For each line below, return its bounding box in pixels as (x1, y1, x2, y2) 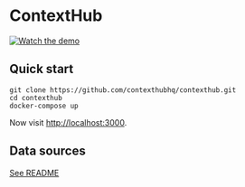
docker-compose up (9, 101, 79, 110)
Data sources (9, 144, 86, 159)
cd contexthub (9, 93, 63, 102)
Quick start (9, 61, 74, 77)
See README (9, 167, 60, 178)
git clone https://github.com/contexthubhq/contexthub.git (9, 85, 237, 95)
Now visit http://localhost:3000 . (9, 117, 127, 127)
